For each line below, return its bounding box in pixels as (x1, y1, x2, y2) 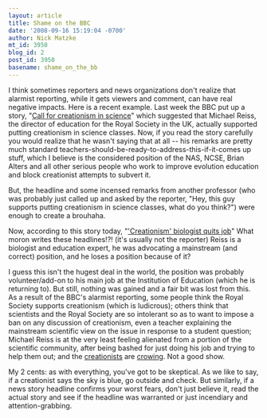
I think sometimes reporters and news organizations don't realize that (8, 85, 237, 95)
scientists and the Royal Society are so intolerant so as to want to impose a (8, 309, 254, 318)
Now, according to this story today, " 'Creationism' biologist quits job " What (8, 226, 254, 236)
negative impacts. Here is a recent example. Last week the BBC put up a (8, 102, 245, 111)
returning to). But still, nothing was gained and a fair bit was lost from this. (8, 283, 251, 293)
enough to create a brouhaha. (8, 210, 106, 220)
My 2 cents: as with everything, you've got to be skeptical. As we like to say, (8, 367, 259, 377)
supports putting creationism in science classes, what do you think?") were (8, 202, 255, 212)
